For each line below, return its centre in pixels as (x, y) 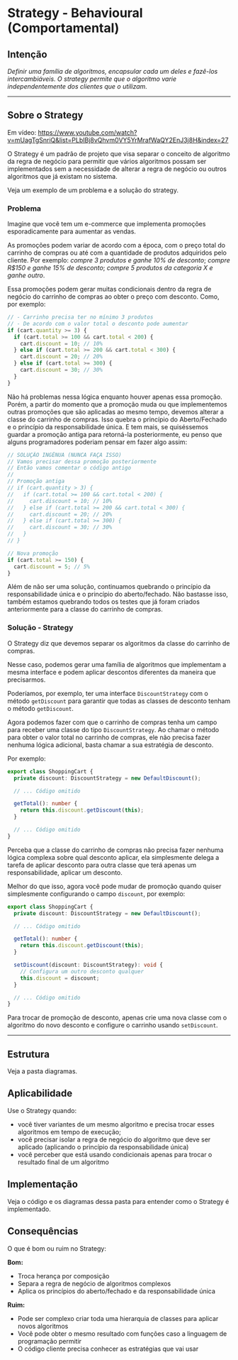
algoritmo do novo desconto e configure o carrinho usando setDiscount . (113, 1025)
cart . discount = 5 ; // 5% (52, 566)
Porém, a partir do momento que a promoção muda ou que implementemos (118, 404)
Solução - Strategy (40, 628)
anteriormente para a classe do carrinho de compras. (85, 609)
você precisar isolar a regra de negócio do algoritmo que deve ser (114, 1139)
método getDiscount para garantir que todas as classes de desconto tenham (119, 701)
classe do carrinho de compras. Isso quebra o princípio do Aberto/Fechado (117, 419)
